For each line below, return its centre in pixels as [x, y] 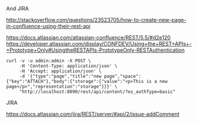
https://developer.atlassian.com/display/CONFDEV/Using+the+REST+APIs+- [99, 44]
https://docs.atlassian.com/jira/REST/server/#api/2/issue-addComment [93, 114]
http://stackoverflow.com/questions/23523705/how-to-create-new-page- [96, 20]
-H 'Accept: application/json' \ [60, 71]
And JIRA [17, 9]
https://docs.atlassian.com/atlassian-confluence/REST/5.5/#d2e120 [88, 37]
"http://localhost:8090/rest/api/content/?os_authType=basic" [98, 92]
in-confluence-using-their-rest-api [48, 26]
